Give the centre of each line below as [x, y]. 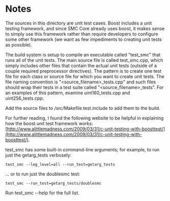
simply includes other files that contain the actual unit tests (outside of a [81, 65]
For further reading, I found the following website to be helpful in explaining [84, 118]
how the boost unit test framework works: [49, 123]
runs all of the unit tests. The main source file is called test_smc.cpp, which [84, 60]
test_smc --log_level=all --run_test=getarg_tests [60, 164]
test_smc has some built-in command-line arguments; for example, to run [82, 149]
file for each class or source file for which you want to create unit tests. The [85, 76]
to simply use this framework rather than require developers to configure [82, 34]
